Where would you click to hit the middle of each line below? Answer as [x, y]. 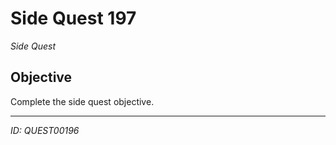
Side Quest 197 [73, 18]
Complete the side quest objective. [82, 101]
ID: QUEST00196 [45, 130]
